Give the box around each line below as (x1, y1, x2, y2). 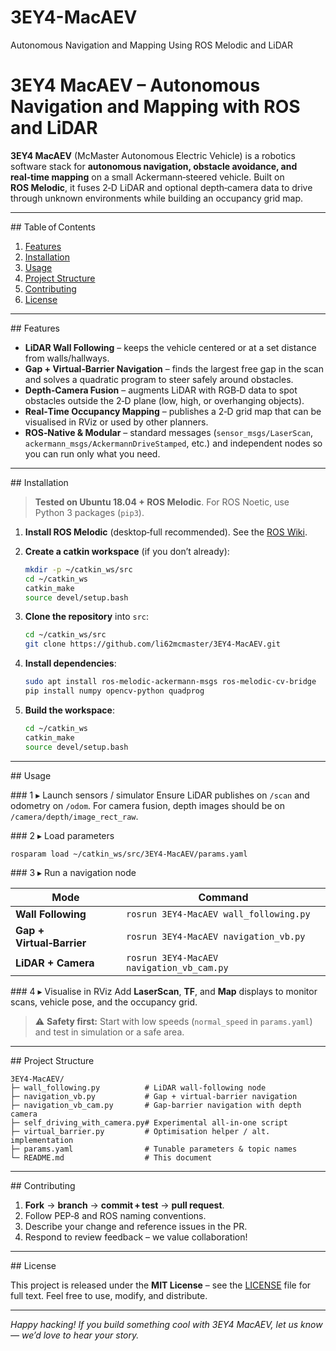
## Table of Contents (10, 221, 96, 233)
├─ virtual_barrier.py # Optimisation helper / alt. (10, 1127, 271, 1137)
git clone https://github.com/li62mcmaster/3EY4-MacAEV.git (24, 639, 281, 650)
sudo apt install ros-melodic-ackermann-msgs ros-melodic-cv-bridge (24, 677, 317, 687)
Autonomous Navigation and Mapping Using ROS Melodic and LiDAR (10, 39, 294, 51)
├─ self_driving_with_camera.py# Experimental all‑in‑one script (10, 1118, 288, 1128)
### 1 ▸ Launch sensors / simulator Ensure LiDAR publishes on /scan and (10, 789, 310, 801)
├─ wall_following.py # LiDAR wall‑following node (10, 1083, 267, 1093)
